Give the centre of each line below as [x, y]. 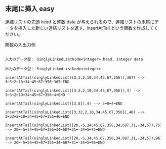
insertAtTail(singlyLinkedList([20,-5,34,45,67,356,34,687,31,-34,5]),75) [84, 125]
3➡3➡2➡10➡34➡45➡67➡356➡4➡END [35, 95]
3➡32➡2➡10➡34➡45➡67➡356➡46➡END [37, 116]
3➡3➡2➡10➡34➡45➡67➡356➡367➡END [37, 82]
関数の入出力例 [20, 45]
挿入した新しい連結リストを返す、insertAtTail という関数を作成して [86, 28]
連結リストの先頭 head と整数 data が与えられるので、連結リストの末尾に [80, 22]
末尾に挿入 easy [30, 9]
